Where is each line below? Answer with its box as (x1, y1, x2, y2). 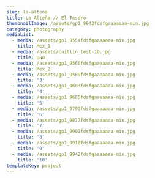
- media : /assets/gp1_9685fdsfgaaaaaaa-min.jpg (12, 94, 136, 100)
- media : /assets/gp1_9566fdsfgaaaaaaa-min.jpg (12, 60, 136, 66)
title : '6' (17, 111, 45, 117)
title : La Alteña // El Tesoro (6, 15, 86, 21)
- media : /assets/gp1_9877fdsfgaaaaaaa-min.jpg (12, 117, 136, 123)
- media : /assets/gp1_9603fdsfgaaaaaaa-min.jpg (12, 83, 136, 89)
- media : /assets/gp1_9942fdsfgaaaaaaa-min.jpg (12, 151, 136, 157)
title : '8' (17, 134, 45, 141)
